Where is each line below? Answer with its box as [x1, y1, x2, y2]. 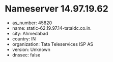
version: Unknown [12, 46, 50, 52]
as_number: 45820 [12, 20, 52, 26]
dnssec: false [12, 51, 41, 58]
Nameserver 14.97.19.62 [5, 3, 109, 15]
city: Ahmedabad [12, 30, 48, 36]
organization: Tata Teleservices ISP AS [12, 41, 94, 47]
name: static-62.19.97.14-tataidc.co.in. [12, 25, 92, 31]
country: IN [12, 36, 36, 42]
